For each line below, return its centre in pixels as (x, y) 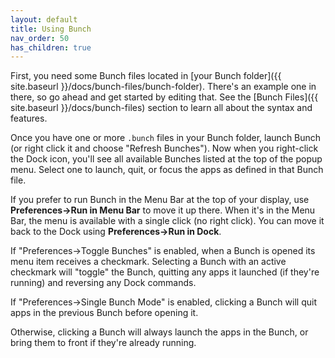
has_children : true (51, 47)
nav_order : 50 (40, 38)
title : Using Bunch (51, 29)
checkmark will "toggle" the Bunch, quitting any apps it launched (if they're (165, 272)
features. (29, 118)
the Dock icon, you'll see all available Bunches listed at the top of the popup (166, 159)
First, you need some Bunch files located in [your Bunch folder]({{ (146, 76)
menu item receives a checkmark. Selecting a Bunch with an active (148, 262)
